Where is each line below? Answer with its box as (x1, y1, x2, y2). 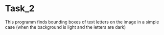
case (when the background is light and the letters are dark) (5, 24, 126, 30)
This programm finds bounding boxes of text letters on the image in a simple (5, 19, 159, 25)
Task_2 (5, 3, 35, 14)
